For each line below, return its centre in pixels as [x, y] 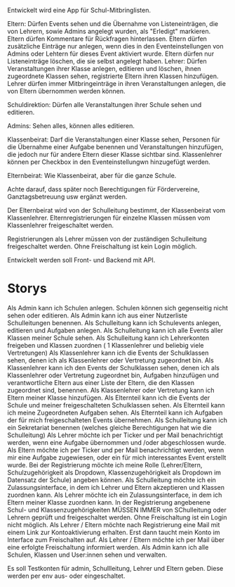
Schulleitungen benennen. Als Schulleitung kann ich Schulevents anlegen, [114, 322]
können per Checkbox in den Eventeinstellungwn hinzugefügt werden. [109, 162]
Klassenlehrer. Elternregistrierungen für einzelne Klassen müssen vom [109, 218]
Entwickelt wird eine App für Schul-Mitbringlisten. [79, 10]
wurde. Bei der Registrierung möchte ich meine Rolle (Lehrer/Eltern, [105, 465]
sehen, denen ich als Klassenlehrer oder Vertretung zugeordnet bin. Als [110, 360]
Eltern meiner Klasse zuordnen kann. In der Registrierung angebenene [109, 502]
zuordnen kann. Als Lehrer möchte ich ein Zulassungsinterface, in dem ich [115, 495]
